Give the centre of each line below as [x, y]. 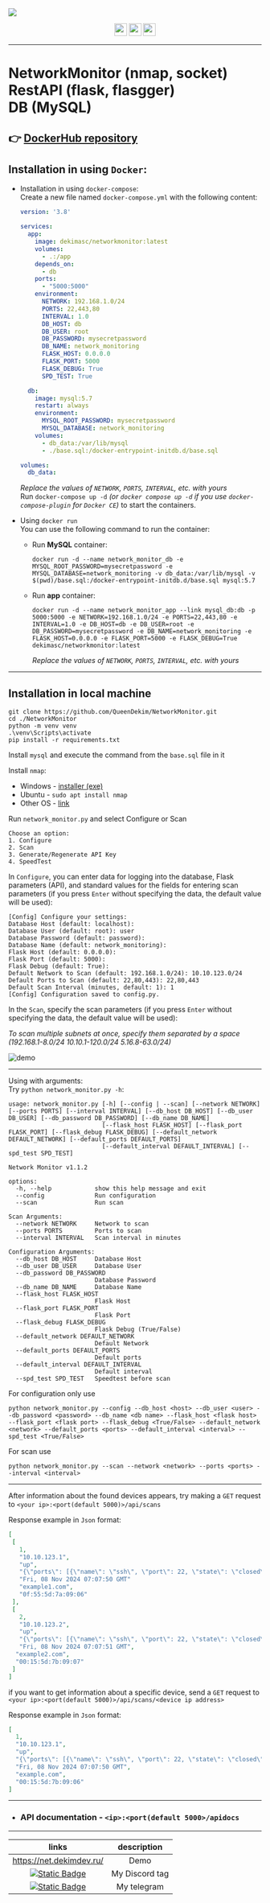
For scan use [30, 1452]
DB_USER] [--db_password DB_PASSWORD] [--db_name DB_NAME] [109, 1118]
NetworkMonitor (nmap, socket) [118, 74]
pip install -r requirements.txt [64, 740]
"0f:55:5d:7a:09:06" [53, 1595]
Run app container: [64, 595]
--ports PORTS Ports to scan [79, 1231]
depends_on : [55, 264]
